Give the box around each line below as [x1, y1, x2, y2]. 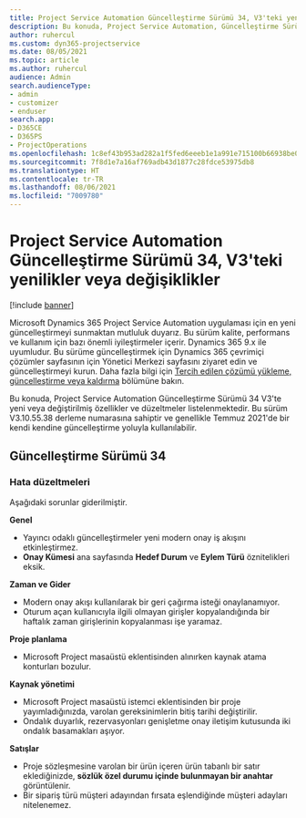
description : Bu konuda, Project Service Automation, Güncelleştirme [9, 22, 280, 31]
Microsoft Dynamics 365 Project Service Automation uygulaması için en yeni [9, 316, 296, 328]
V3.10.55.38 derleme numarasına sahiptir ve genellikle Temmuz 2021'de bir [9, 412, 290, 423]
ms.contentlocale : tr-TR [9, 174, 104, 183]
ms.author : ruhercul [9, 65, 88, 74]
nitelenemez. [22, 799, 72, 810]
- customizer [9, 98, 59, 108]
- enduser [9, 107, 47, 116]
